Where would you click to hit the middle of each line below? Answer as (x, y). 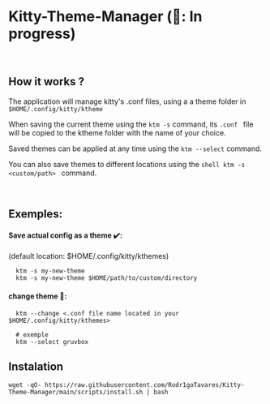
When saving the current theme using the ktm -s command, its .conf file (131, 124)
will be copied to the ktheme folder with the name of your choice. (117, 132)
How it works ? (47, 82)
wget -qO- (25, 385)
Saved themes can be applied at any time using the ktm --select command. (135, 148)
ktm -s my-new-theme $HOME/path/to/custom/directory (107, 278)
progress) (42, 34)
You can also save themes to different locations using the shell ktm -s (127, 164)
